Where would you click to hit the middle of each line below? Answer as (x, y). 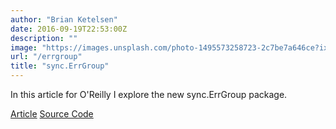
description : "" (44, 38)
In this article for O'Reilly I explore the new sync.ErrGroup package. (149, 94)
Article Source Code (52, 114)
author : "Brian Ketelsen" (64, 19)
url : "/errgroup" (46, 57)
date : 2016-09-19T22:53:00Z (69, 29)
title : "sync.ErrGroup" (60, 66)
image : (24, 47)
